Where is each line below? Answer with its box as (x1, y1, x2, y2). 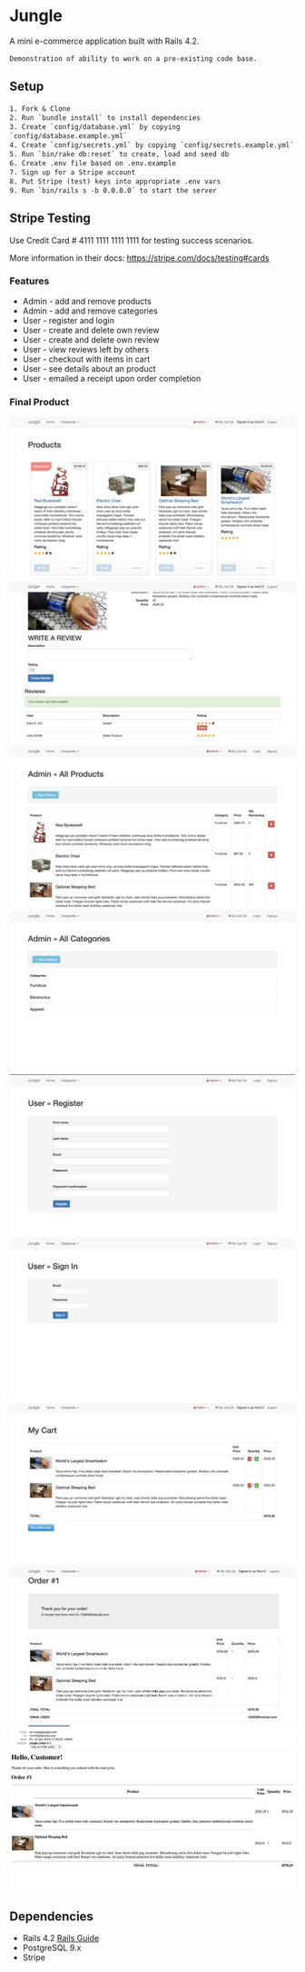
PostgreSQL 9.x (22, 1942, 82, 1954)
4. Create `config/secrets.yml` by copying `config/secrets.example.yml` (9, 140, 295, 150)
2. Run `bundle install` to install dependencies (9, 113, 202, 123)
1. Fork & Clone (9, 104, 71, 114)
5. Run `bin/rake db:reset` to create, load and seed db (9, 149, 230, 159)
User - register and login (22, 314, 115, 325)
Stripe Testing (9, 211, 91, 226)
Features (9, 274, 50, 287)
